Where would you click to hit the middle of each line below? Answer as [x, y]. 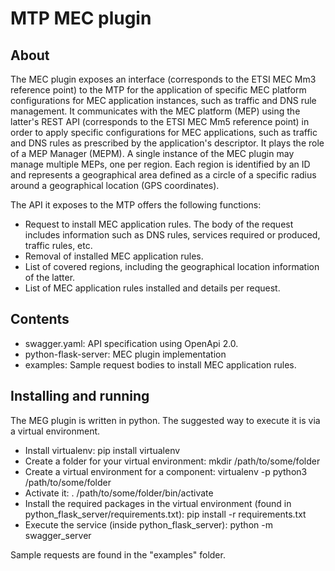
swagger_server [58, 535]
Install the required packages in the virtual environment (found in [158, 503]
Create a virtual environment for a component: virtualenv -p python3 [166, 471]
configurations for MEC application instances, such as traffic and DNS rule [163, 100]
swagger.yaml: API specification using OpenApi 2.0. [131, 343]
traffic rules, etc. [58, 245]
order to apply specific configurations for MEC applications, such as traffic [164, 132]
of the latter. [50, 277]
